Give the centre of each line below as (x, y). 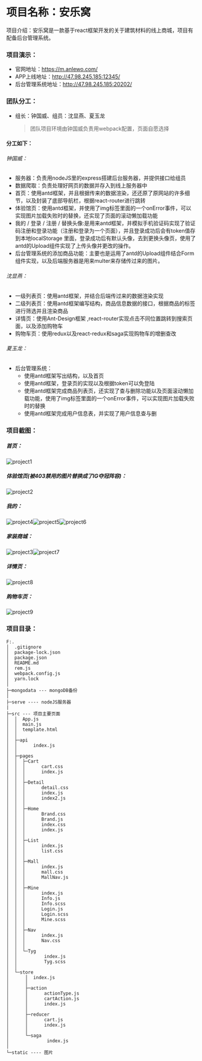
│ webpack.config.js (33, 673)
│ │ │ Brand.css (36, 814)
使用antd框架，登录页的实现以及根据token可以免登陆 (89, 383)
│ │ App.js (23, 719)
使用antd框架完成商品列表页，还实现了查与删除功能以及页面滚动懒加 (109, 391)
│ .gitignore (24, 647)
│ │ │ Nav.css (33, 940)
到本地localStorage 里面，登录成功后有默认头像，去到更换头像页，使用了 (105, 238)
